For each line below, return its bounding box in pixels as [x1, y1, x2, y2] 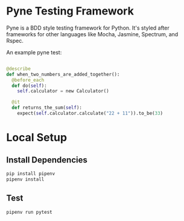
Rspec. [6, 37, 24, 44]
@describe [6, 65, 31, 72]
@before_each [11, 77, 45, 83]
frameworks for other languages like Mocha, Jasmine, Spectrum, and [6, 30, 179, 37]
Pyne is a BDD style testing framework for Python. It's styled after [6, 24, 170, 31]
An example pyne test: [6, 48, 62, 56]
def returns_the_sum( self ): [11, 104, 83, 111]
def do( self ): [11, 83, 47, 89]
